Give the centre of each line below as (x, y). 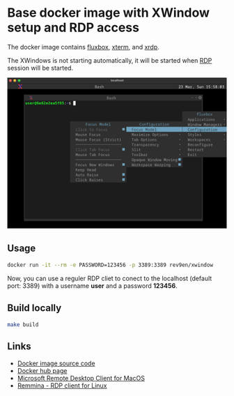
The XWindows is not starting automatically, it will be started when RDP (110, 60)
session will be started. (40, 68)
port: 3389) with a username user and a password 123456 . (92, 286)
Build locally (34, 308)
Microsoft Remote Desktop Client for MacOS (81, 378)
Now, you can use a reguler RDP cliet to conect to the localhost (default (110, 279)
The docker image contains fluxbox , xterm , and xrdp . (84, 47)
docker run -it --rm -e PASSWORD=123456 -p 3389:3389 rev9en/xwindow (110, 265)
